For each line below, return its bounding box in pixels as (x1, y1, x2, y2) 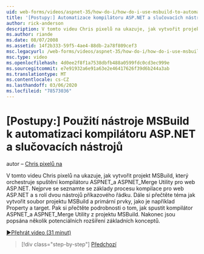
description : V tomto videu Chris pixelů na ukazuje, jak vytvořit (6, 26, 181, 32)
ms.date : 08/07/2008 (6, 37, 59, 43)
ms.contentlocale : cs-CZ (6, 77, 69, 83)
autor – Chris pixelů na (6, 160, 63, 167)
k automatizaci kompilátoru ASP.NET (6, 127, 196, 141)
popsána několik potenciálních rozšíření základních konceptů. (6, 217, 160, 224)
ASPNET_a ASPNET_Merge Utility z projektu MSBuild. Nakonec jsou (6, 210, 176, 218)
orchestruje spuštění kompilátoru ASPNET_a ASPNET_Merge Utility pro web (6, 178, 195, 185)
